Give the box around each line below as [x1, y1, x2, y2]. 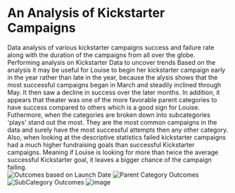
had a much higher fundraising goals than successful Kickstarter [7, 140, 195, 149]
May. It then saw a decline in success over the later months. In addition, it [7, 88, 220, 96]
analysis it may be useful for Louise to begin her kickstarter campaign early [7, 66, 226, 74]
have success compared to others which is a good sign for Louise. [7, 103, 201, 111]
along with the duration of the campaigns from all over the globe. [7, 51, 196, 59]
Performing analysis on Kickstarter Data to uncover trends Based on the [7, 58, 216, 66]
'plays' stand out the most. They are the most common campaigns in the [7, 118, 217, 126]
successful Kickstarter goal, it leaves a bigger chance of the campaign [7, 155, 212, 163]
